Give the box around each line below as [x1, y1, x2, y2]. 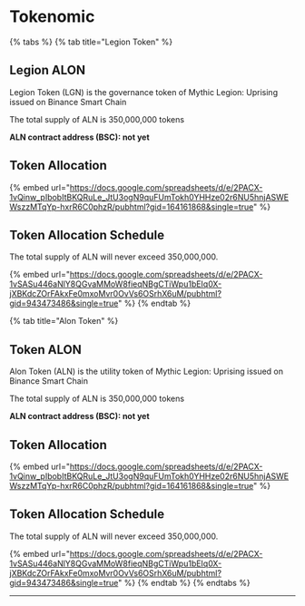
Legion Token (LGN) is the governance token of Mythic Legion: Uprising [9, 86, 279, 97]
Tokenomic [9, 6, 95, 27]
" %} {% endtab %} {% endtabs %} [117, 577, 251, 588]
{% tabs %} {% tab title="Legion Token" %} [9, 36, 173, 47]
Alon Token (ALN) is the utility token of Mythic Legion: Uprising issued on [9, 366, 284, 377]
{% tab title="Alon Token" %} [9, 316, 119, 327]
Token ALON [9, 342, 82, 357]
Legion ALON [9, 63, 86, 78]
